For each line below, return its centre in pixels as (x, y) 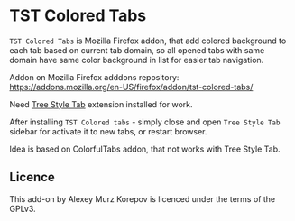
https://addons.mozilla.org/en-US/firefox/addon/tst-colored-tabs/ (131, 87)
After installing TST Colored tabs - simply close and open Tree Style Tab (145, 122)
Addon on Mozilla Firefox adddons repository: (94, 77)
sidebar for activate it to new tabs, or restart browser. (108, 131)
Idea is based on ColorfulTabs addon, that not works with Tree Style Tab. (145, 149)
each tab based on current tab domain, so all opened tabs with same (137, 50)
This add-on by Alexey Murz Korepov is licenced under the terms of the (143, 198)
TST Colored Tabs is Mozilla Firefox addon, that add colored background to (148, 41)
